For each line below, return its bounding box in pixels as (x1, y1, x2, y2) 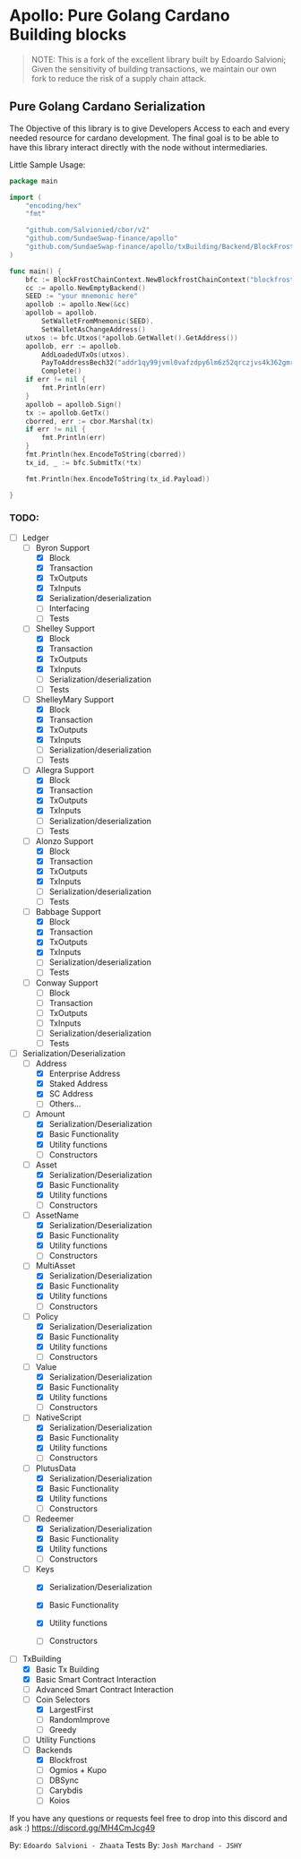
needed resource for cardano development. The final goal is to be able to (9, 132, 279, 143)
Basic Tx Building (35, 1664, 100, 1674)
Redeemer (35, 1513, 74, 1524)
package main (9, 176, 58, 185)
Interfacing (48, 603, 90, 614)
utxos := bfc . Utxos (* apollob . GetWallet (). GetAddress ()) (25, 333, 239, 342)
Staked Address (48, 1079, 108, 1089)
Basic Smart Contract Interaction (35, 1674, 157, 1684)
